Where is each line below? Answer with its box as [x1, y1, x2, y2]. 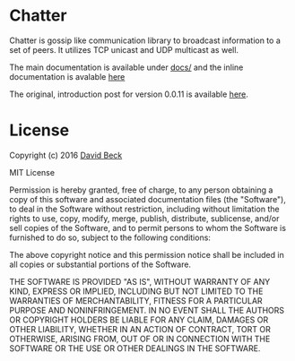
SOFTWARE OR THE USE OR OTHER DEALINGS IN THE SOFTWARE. [9, 342, 261, 354]
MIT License [9, 167, 56, 177]
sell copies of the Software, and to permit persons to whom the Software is [9, 222, 287, 233]
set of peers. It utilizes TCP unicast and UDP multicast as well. [9, 44, 239, 55]
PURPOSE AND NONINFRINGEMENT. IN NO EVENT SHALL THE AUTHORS [9, 305, 285, 315]
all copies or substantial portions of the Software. [9, 259, 191, 270]
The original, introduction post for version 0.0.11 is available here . [9, 89, 249, 99]
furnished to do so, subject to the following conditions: [9, 232, 211, 243]
